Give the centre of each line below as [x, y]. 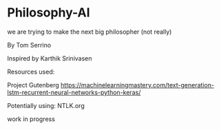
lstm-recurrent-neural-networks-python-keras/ [74, 92]
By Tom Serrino [29, 45]
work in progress [31, 119]
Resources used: [31, 72]
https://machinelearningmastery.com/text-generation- [138, 85]
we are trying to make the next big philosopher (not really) [90, 32]
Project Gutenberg [33, 85]
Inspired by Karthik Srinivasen [50, 58]
